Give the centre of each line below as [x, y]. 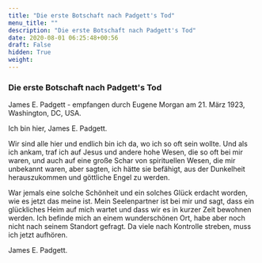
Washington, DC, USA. [45, 113]
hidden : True [30, 52]
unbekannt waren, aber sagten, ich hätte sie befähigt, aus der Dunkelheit [127, 169]
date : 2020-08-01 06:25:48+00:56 [63, 38]
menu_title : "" [33, 23]
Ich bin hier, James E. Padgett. [58, 128]
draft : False [30, 45]
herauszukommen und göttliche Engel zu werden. [89, 177]
